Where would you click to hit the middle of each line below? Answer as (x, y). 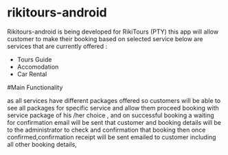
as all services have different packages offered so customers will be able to (114, 100)
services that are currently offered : (57, 46)
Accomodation (38, 67)
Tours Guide (34, 59)
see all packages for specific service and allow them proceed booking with (113, 108)
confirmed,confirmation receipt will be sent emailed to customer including (112, 137)
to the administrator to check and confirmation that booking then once (106, 130)
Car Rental (32, 74)
